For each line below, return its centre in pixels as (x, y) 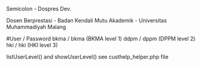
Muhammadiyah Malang (36, 27)
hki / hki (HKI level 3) (32, 45)
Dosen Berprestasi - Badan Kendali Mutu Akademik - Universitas (87, 20)
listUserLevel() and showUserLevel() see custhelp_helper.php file (88, 57)
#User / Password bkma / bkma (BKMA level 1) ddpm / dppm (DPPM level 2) (101, 38)
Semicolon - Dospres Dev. (39, 9)
